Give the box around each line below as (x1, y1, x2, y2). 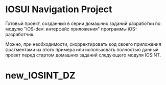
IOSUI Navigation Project (5, 4, 112, 15)
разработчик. (5, 31, 35, 37)
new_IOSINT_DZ (5, 70, 76, 81)
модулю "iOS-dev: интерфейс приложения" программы (5, 25, 127, 32)
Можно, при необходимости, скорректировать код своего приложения (5, 41, 161, 47)
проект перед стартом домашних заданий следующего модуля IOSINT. (5, 52, 161, 58)
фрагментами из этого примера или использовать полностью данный (5, 46, 159, 52)
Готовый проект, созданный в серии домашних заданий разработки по (5, 20, 161, 26)
